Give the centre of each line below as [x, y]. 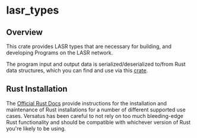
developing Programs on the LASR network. [60, 53]
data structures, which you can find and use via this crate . [77, 70]
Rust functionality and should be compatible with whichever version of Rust [99, 122]
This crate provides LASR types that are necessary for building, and [89, 46]
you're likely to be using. [36, 129]
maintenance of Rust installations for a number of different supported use [96, 110]
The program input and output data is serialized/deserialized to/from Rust [96, 64]
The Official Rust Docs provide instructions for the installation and [87, 103]
